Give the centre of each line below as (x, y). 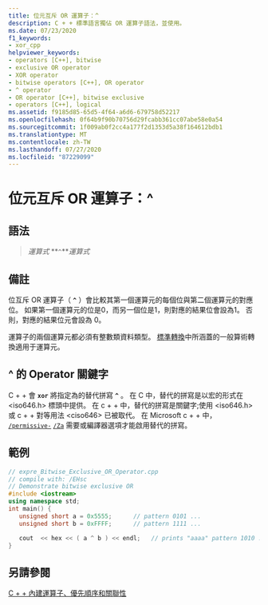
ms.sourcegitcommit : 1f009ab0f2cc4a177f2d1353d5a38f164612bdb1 (116, 127)
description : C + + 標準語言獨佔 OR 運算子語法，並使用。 (97, 23)
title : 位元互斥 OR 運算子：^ (54, 16)
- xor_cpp (25, 46)
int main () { (30, 509)
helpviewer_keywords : (44, 53)
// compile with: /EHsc (48, 479)
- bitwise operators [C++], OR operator (77, 82)
